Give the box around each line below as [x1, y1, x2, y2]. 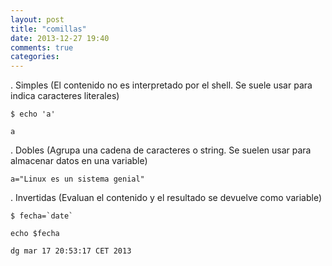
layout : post [10, 14, 65, 25]
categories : [10, 52, 60, 62]
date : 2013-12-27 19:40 [10, 33, 110, 43]
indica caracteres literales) [10, 90, 120, 102]
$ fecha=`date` [10, 211, 74, 221]
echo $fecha [10, 229, 60, 239]
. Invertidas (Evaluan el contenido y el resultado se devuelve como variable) [10, 192, 322, 204]
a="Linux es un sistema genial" [10, 174, 145, 185]
